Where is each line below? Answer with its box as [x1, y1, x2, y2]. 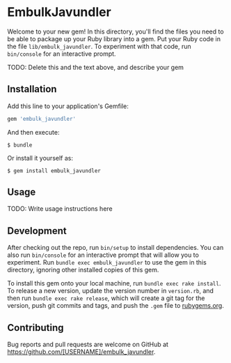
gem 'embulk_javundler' [7, 115, 77, 122]
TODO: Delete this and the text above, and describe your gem [7, 63, 184, 71]
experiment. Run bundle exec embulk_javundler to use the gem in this [7, 258, 207, 267]
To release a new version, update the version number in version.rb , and [7, 287, 214, 295]
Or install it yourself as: [7, 154, 73, 162]
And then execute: [7, 128, 60, 136]
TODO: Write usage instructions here [7, 205, 113, 213]
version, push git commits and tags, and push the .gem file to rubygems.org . [7, 302, 225, 310]
